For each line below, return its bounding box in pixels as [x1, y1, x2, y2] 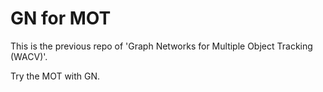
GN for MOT [10, 7, 112, 30]
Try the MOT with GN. [10, 70, 101, 82]
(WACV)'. [10, 50, 48, 62]
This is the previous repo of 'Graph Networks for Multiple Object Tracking [10, 40, 313, 52]
